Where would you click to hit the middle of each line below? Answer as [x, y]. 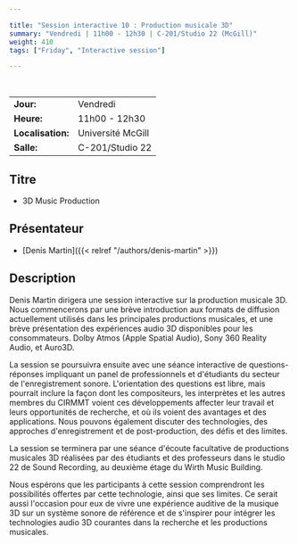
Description [42, 279]
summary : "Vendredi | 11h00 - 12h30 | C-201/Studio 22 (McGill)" [133, 33]
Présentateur [47, 229]
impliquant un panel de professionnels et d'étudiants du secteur [163, 374]
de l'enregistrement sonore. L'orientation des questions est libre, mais [137, 383]
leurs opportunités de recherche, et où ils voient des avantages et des [138, 412]
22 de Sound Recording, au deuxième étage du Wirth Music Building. [136, 467]
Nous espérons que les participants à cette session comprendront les [137, 484]
